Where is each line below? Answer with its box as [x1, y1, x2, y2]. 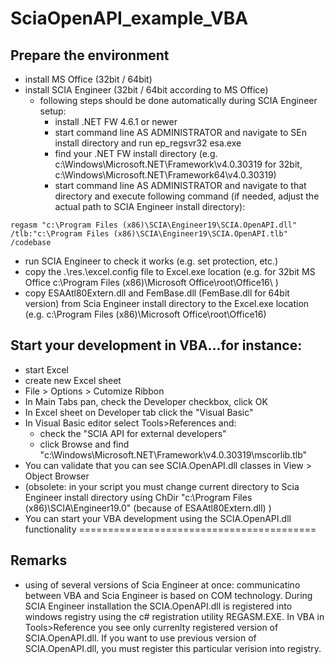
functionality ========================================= [24, 523, 317, 535]
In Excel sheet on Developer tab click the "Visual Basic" [24, 406, 254, 418]
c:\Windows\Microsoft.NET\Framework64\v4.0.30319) [54, 169, 277, 181]
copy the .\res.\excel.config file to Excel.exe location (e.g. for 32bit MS [24, 266, 316, 277]
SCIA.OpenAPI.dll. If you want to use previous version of [24, 632, 257, 644]
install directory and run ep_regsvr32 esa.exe [54, 137, 242, 149]
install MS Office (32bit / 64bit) [24, 73, 153, 85]
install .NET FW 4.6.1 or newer [54, 116, 178, 127]
